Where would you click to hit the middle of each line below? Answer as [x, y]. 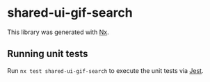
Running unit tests [48, 54]
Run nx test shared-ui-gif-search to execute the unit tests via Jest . [105, 70]
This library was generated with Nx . [58, 32]
